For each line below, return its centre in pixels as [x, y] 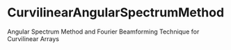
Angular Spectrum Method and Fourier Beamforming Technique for [103, 32]
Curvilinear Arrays [33, 38]
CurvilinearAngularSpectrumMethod [116, 13]
